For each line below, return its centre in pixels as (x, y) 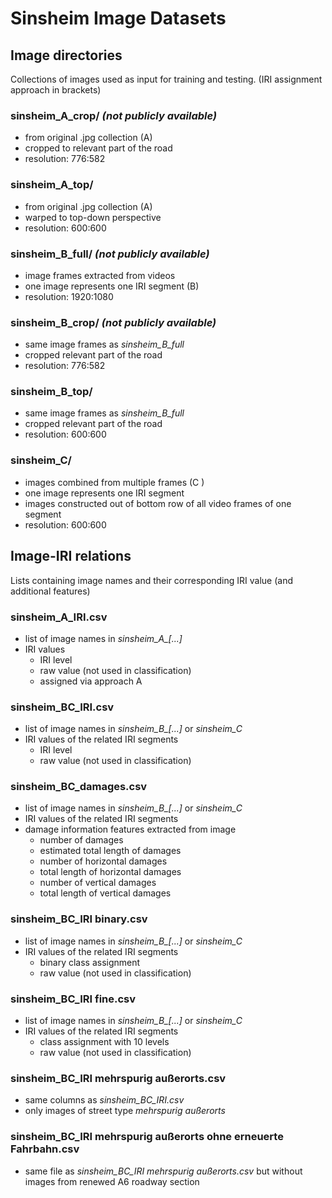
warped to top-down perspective (93, 217)
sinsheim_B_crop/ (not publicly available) (113, 322)
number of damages (81, 840)
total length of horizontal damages (110, 872)
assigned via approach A (91, 681)
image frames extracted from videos (100, 275)
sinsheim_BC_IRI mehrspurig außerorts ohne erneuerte (147, 1137)
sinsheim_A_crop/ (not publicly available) (114, 115)
